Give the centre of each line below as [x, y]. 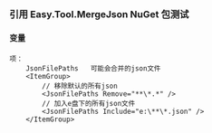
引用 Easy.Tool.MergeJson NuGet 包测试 [99, 14]
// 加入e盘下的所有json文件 [89, 104]
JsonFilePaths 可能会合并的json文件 [93, 69]
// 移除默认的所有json [80, 86]
